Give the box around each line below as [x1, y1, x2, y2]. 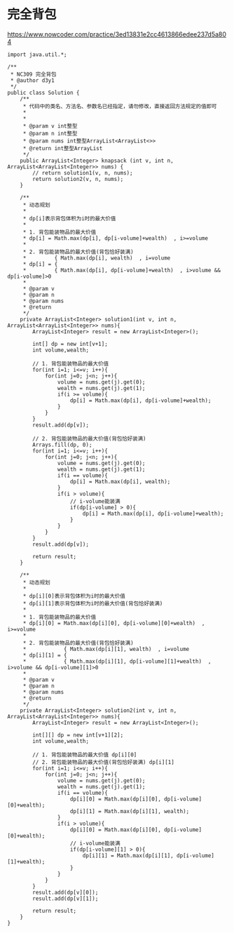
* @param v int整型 [22, 122, 78, 130]
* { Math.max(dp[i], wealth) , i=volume [22, 254, 171, 262]
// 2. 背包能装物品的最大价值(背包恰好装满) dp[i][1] [32, 758, 175, 765]
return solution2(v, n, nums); [32, 175, 124, 182]
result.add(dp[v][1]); [32, 895, 99, 902]
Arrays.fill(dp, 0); [32, 441, 92, 448]
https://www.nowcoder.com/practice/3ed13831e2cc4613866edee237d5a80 [7, 29, 226, 39]
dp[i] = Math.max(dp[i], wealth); [69, 478, 171, 485]
